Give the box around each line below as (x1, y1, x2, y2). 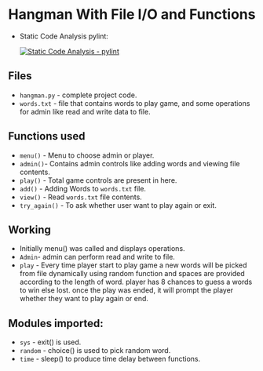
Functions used (8, 129, 86, 143)
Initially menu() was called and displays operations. (19, 244, 186, 253)
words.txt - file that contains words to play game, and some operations (19, 98, 250, 107)
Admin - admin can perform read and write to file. (19, 253, 175, 262)
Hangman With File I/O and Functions (8, 5, 256, 24)
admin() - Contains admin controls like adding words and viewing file (19, 158, 240, 168)
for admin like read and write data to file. (19, 107, 151, 116)
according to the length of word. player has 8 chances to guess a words (19, 277, 253, 287)
